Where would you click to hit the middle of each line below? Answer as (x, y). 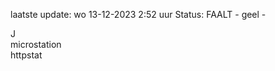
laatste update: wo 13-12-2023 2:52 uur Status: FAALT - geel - (138, 14)
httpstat (26, 55)
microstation (36, 44)
